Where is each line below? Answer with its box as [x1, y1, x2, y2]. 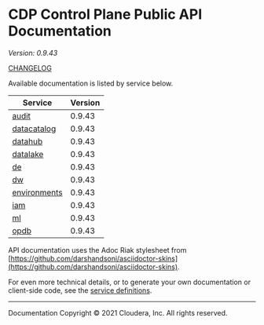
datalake [12, 148, 44, 159]
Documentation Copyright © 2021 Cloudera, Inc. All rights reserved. [8, 308, 228, 317]
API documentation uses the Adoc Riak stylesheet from [8, 245, 187, 254]
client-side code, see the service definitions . [8, 285, 152, 295]
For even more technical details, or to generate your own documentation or [8, 277, 251, 287]
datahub [12, 136, 43, 147]
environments [12, 187, 63, 198]
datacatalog [12, 123, 57, 134]
